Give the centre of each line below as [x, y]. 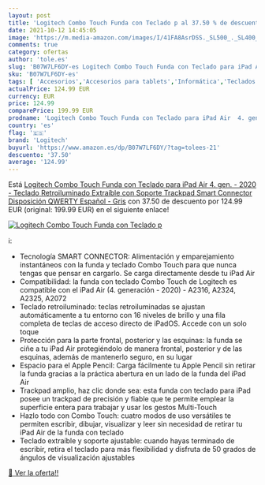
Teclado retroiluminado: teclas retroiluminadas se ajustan [112, 307]
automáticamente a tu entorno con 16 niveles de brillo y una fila [123, 315]
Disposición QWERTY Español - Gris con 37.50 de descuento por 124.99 [125, 201]
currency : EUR [32, 96]
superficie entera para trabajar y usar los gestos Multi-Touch [118, 408]
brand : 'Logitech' [38, 140]
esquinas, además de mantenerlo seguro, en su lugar [106, 357]
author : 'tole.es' [38, 60]
